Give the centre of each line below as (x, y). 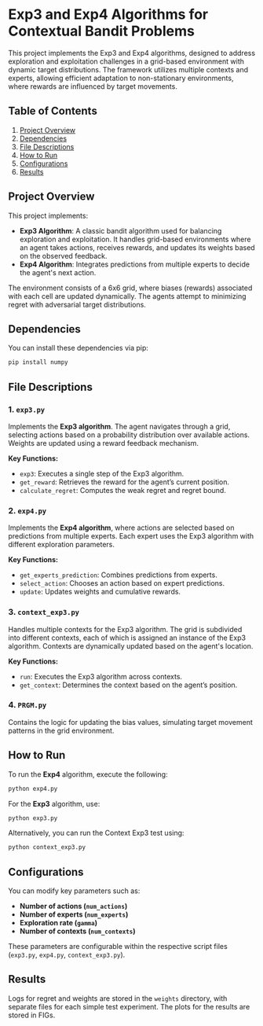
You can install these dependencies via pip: (79, 348)
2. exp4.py (27, 510)
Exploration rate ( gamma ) (58, 923)
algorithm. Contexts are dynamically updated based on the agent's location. (131, 645)
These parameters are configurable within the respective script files (118, 947)
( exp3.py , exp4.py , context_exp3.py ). (67, 955)
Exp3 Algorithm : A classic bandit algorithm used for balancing (121, 230)
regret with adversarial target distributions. (77, 304)
